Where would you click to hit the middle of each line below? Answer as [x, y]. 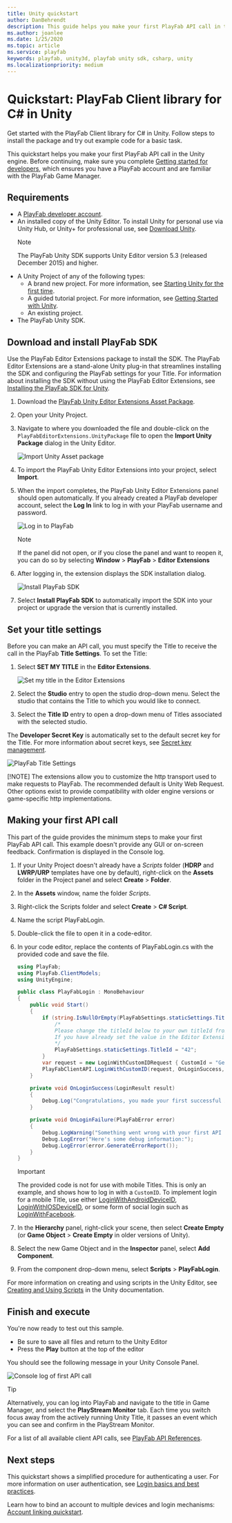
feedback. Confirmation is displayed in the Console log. [86, 852]
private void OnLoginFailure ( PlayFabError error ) [103, 1120]
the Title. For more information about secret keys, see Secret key [99, 742]
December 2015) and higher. [58, 263]
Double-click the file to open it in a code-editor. [84, 933]
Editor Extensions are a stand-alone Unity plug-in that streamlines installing [114, 366]
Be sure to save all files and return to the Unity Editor [92, 1342]
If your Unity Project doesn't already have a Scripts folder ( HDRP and [115, 865]
